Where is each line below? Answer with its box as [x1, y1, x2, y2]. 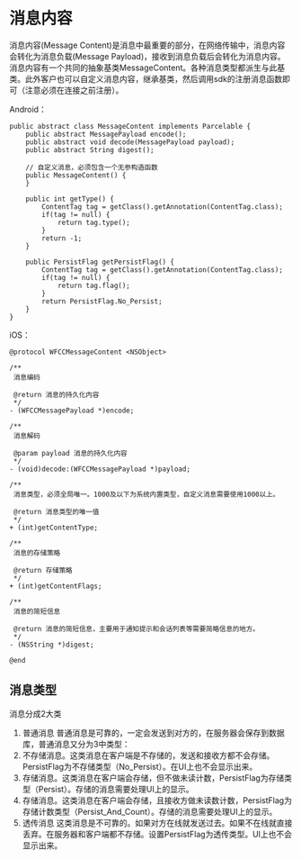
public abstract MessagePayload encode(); [25, 130, 187, 139]
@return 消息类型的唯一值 [13, 507, 100, 516]
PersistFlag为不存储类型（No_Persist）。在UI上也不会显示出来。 [22, 761, 258, 772]
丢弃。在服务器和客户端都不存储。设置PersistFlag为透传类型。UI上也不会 [22, 828, 293, 839]
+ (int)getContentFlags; [9, 582, 102, 591]
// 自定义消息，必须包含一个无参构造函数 [25, 163, 159, 172]
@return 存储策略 [13, 565, 74, 574]
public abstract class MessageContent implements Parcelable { [9, 122, 252, 131]
